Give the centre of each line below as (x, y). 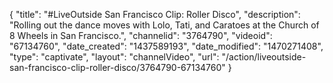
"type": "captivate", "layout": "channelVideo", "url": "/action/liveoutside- (158, 57)
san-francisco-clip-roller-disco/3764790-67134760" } (120, 67)
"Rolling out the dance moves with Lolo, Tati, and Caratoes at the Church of (164, 25)
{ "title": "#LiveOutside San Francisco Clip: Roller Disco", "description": (155, 14)
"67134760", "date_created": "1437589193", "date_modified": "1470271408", (166, 46)
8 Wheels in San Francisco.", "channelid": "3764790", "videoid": (141, 35)
